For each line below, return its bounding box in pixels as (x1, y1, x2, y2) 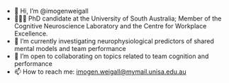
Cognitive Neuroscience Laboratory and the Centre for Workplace (13, 22, 207, 30)
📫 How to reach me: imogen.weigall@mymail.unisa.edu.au (13, 67, 186, 76)
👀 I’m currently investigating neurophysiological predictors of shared (13, 37, 215, 45)
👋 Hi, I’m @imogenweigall (13, 7, 89, 15)
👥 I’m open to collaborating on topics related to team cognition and (13, 52, 209, 60)
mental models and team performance (13, 45, 126, 52)
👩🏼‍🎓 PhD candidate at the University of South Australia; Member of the (13, 14, 222, 23)
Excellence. (13, 29, 48, 38)
